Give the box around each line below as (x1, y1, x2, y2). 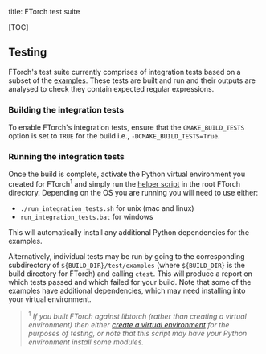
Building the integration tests (8, 104, 125, 115)
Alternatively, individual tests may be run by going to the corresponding (8, 252, 245, 261)
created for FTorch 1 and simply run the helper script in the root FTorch (8, 178, 241, 189)
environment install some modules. (27, 337, 145, 347)
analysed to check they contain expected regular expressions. (8, 84, 215, 93)
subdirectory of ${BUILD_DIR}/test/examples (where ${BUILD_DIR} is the (8, 261, 245, 270)
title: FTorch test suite (8, 7, 80, 16)
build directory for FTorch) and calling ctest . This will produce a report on (8, 269, 253, 278)
